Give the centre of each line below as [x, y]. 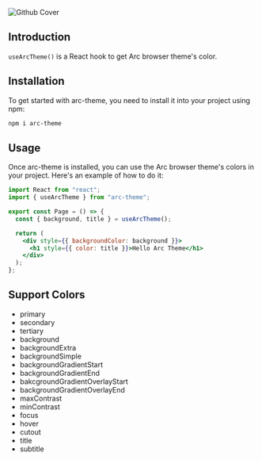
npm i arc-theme [35, 123]
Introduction [40, 37]
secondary [37, 322]
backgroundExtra [48, 347]
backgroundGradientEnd [60, 373]
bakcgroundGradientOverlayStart [74, 381]
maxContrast [41, 398]
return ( [30, 233]
